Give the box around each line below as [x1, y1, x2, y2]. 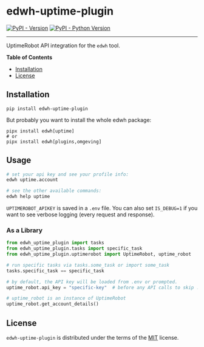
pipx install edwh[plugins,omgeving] [6, 139, 102, 145]
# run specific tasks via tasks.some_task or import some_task [6, 262, 170, 268]
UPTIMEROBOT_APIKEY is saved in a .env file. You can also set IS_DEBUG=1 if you [6, 205, 198, 212]
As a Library [6, 226, 43, 235]
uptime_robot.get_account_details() [6, 301, 99, 307]
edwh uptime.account [6, 177, 59, 183]
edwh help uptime [6, 193, 50, 200]
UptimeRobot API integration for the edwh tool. [6, 41, 120, 49]
